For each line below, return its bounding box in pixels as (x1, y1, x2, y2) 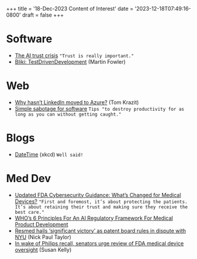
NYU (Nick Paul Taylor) (14, 233, 72, 241)
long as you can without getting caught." (14, 111, 122, 117)
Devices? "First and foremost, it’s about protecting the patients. (14, 198, 188, 205)
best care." (14, 209, 45, 215)
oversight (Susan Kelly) (14, 246, 72, 253)
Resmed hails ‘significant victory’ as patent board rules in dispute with (14, 227, 186, 234)
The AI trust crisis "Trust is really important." (14, 52, 134, 59)
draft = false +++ (22, 11, 64, 18)
